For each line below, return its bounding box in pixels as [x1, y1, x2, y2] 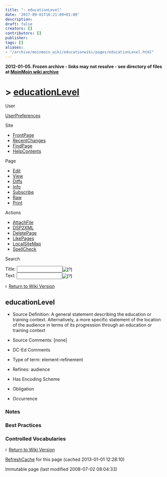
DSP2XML [12, 225, 34, 231]
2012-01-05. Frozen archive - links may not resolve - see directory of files [5, 63, 162, 70]
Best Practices [5, 422, 42, 429]
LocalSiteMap [12, 241, 41, 247]
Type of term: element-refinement [12, 357, 83, 363]
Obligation [12, 386, 34, 392]
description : [5, 17, 33, 22]
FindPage [12, 143, 33, 149]
